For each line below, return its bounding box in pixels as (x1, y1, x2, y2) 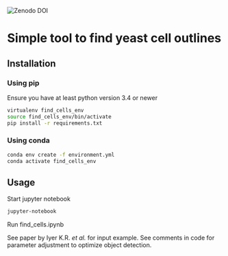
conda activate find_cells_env (7, 157, 97, 164)
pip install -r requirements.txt (7, 120, 103, 127)
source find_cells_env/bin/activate (7, 113, 112, 120)
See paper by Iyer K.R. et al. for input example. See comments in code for (7, 233, 215, 242)
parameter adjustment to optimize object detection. (7, 241, 152, 249)
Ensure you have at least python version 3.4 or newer (7, 93, 158, 102)
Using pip (7, 78, 40, 88)
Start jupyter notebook (7, 195, 71, 203)
